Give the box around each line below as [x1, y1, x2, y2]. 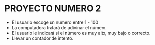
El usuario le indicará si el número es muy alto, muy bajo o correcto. [11, 30, 151, 36]
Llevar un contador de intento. [11, 35, 74, 41]
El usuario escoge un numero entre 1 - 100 [11, 19, 99, 25]
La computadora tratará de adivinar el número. [11, 24, 107, 30]
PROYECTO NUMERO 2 [4, 3, 101, 14]
